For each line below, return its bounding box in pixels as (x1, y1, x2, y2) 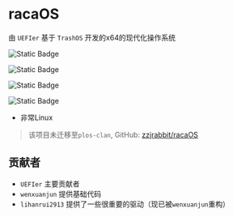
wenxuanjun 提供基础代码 (19, 189, 102, 198)
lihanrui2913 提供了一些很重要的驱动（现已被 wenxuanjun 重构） (19, 199, 231, 209)
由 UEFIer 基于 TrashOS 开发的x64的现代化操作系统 (8, 32, 176, 42)
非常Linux (19, 113, 53, 122)
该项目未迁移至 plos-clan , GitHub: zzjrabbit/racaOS (28, 130, 198, 139)
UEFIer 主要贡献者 (19, 179, 80, 189)
